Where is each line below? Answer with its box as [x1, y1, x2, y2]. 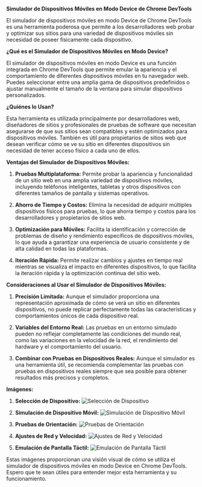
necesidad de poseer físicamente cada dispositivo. [6, 36, 133, 43]
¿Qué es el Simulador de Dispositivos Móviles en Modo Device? [6, 48, 169, 55]
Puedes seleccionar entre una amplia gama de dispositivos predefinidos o [6, 78, 190, 86]
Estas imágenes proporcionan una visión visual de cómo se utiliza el [6, 456, 176, 463]
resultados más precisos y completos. [14, 374, 110, 381]
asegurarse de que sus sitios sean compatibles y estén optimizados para [6, 128, 188, 135]
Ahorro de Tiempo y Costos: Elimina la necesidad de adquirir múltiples [14, 202, 192, 208]
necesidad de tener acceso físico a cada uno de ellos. [6, 147, 140, 154]
